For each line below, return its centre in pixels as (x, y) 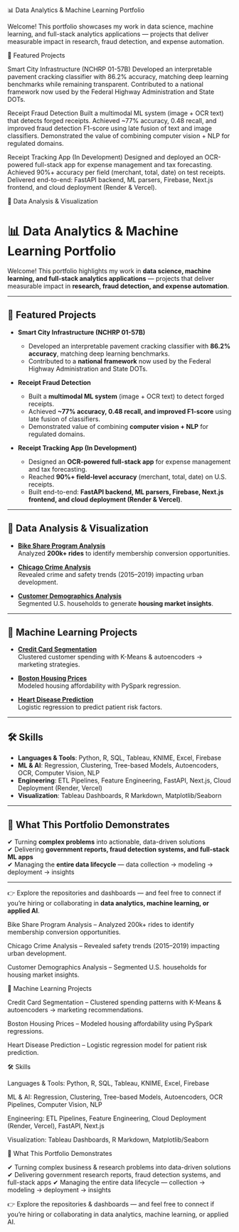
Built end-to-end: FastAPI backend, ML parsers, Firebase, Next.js (126, 492)
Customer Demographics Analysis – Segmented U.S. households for (107, 967)
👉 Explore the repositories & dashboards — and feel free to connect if (111, 1204)
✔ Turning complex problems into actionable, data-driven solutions (106, 842)
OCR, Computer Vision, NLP (59, 773)
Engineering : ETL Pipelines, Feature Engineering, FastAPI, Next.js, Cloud (124, 780)
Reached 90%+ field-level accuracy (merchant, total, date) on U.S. (127, 477)
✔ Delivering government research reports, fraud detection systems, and (114, 1175)
